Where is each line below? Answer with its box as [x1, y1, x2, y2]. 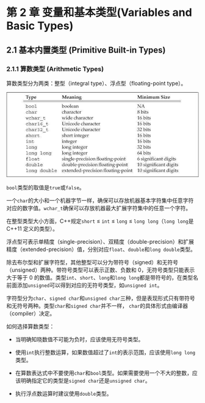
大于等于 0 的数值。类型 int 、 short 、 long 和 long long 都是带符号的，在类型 [6, 274, 193, 281]
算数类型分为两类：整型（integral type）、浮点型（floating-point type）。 [6, 79, 187, 87]
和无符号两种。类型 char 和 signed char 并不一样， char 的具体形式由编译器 [6, 302, 188, 309]
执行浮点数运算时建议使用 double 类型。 [15, 390, 112, 397]
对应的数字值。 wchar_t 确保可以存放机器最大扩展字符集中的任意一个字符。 [6, 204, 192, 211]
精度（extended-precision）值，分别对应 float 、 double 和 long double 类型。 [6, 245, 196, 253]
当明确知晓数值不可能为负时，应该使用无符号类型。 [15, 335, 144, 343]
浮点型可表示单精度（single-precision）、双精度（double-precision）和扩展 [6, 238, 194, 245]
